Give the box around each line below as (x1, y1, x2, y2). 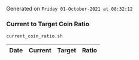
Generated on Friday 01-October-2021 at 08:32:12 (6, 5, 133, 12)
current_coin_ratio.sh (6, 33, 63, 39)
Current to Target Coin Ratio (6, 20, 90, 28)
